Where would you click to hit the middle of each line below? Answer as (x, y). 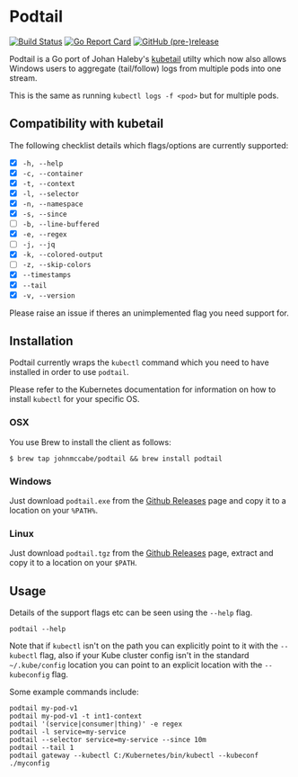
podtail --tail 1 (42, 748)
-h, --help (43, 164)
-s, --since (44, 214)
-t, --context (48, 183)
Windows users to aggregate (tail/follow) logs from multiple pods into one (145, 68)
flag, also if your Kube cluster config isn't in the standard (145, 656)
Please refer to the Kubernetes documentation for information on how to (143, 389)
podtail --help (38, 630)
